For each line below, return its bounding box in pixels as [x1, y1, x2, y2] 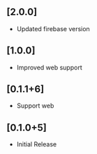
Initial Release [16, 140, 57, 148]
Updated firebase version [16, 24, 90, 33]
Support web [16, 101, 54, 110]
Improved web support [16, 63, 82, 71]
